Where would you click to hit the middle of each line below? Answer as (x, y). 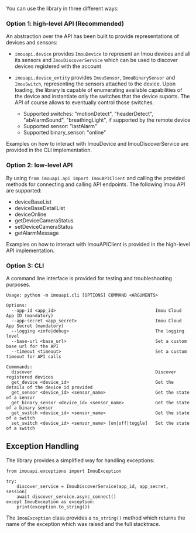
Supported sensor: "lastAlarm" (60, 126)
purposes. (18, 284)
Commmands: (19, 367)
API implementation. (30, 250)
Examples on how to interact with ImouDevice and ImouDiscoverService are (97, 144)
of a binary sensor (30, 408)
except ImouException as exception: (51, 502)
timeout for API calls (34, 356)
